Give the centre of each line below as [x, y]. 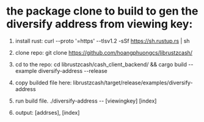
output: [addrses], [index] [47, 112]
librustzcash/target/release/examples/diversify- [133, 83]
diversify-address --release [73, 70]
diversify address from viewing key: [100, 24]
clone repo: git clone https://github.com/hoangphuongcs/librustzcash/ [104, 52]
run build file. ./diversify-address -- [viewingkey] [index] [86, 101]
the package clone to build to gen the [102, 11]
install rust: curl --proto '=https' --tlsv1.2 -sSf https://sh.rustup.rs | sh [103, 41]
